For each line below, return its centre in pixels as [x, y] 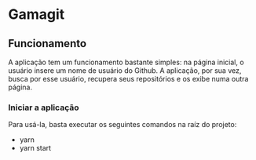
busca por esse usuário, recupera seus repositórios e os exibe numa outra [128, 79]
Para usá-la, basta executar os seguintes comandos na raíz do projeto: [123, 125]
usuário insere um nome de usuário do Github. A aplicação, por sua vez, [125, 71]
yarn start [35, 148]
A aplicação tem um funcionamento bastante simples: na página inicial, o [126, 62]
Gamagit [37, 15]
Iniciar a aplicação [44, 107]
